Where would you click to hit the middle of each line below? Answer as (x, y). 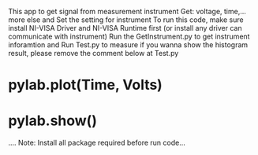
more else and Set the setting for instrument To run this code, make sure (126, 20)
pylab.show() (52, 121)
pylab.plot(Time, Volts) (86, 85)
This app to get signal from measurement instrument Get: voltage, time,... (127, 11)
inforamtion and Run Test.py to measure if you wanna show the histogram (128, 45)
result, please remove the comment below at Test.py (93, 53)
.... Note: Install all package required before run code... (97, 143)
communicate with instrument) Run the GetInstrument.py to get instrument (129, 36)
